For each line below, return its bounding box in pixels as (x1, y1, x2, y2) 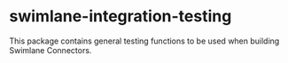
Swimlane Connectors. (9, 44, 92, 55)
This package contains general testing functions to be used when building (9, 35, 280, 46)
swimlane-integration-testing (9, 6, 232, 27)
